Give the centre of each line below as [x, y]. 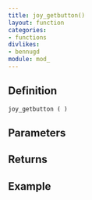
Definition [32, 91]
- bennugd [24, 52]
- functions [27, 37]
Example [30, 186]
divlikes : [24, 45]
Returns [28, 160]
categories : [27, 30]
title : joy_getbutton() [47, 15]
